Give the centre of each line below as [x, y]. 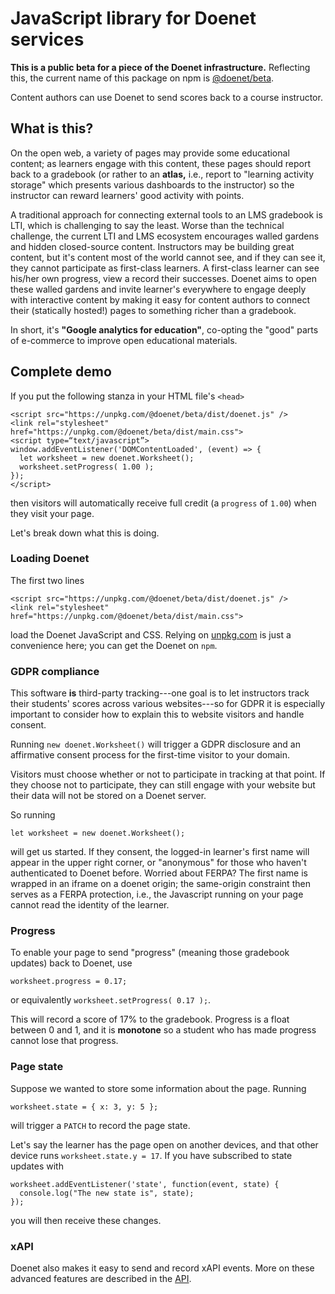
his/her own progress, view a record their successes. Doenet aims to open [163, 278]
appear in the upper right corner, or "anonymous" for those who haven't [158, 863]
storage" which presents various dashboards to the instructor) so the [152, 184]
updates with [37, 1166]
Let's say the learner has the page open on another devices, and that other [164, 1144]
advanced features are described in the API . [101, 1279]
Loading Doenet [50, 559]
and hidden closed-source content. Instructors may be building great [152, 246]
